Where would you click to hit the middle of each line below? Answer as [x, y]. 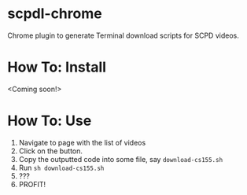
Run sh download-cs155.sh [61, 167]
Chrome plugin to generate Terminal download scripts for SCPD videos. [123, 35]
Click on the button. [51, 151]
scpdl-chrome [55, 14]
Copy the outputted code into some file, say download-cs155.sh [121, 159]
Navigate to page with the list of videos [82, 142]
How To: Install [57, 67]
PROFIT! [32, 184]
